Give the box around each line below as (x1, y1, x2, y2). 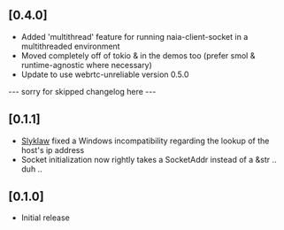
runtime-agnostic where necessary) (20, 59, 152, 70)
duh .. (20, 164, 42, 174)
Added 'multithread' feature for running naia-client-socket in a (20, 31, 249, 42)
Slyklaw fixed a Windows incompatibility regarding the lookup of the (20, 135, 270, 146)
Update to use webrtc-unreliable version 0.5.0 (20, 69, 189, 80)
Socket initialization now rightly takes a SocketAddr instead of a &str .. (20, 154, 277, 165)
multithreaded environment (20, 41, 120, 51)
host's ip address (20, 144, 85, 155)
